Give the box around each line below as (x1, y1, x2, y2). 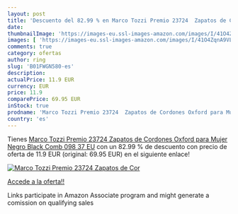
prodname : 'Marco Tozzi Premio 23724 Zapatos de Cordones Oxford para (7, 109, 223, 116)
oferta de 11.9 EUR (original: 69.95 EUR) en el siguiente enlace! (7, 150, 190, 158)
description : (7, 69, 46, 76)
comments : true (7, 43, 52, 50)
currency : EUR (7, 83, 50, 90)
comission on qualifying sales (7, 198, 94, 207)
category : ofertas (7, 50, 62, 57)
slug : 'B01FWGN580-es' (7, 63, 74, 70)
